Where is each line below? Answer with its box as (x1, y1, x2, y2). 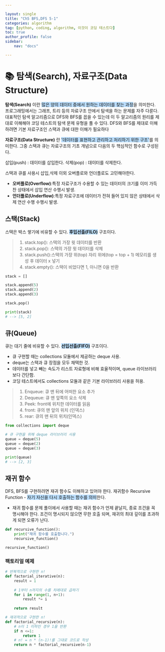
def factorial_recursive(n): (5, 619, 65, 624)
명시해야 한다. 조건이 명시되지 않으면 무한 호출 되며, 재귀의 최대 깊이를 (12, 511, 146, 517)
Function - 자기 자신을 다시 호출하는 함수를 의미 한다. (5, 494, 106, 501)
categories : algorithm (5, 21, 52, 26)
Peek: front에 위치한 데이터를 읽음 (24, 401, 91, 407)
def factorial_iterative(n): (5, 574, 65, 579)
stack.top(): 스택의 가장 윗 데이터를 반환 (24, 239, 102, 245)
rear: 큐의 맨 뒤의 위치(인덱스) (24, 413, 82, 419)
